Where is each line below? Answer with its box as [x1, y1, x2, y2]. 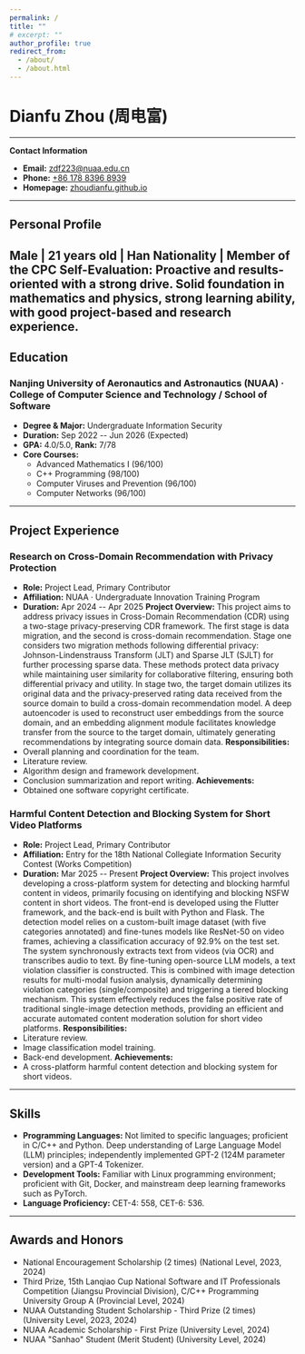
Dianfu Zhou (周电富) [9, 106, 169, 127]
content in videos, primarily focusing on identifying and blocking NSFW [22, 888, 290, 899]
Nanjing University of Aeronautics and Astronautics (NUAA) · [9, 376, 284, 389]
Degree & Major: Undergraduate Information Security [22, 420, 222, 432]
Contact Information [9, 144, 88, 155]
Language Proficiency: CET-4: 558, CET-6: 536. [22, 1198, 205, 1209]
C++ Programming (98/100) [35, 469, 141, 480]
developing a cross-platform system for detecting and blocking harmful [22, 878, 290, 889]
